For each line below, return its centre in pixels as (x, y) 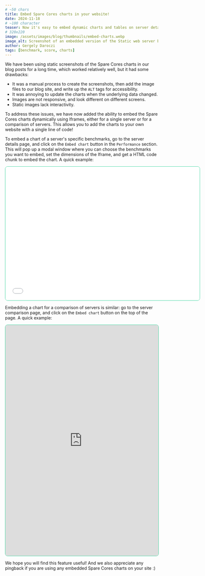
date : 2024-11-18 (23, 18)
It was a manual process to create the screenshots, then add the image (83, 84)
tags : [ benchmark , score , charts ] (40, 50)
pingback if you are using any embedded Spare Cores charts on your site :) (80, 568)
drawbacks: (17, 74)
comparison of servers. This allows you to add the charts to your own (75, 124)
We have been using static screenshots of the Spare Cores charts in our (77, 64)
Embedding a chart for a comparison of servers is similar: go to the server (79, 307)
